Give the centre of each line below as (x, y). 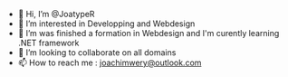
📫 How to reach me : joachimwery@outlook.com (110, 63)
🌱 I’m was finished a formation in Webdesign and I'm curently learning (149, 33)
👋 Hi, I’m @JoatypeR (56, 14)
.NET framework (48, 43)
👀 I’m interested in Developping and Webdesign (106, 24)
